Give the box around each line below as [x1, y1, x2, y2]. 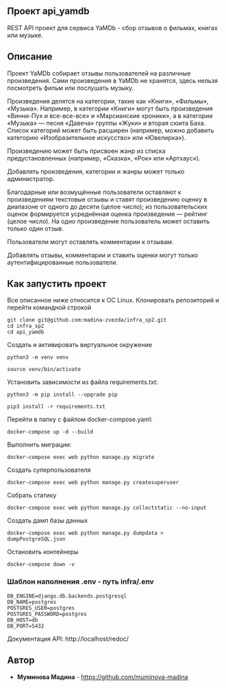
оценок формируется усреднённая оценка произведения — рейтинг [7, 209, 208, 218]
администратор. [7, 174, 55, 182]
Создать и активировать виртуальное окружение [7, 341, 153, 349]
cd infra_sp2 [7, 322, 45, 330]
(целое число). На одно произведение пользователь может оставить [7, 217, 210, 225]
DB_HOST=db [7, 617, 38, 624]
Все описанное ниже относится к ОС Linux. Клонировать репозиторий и [7, 296, 219, 305]
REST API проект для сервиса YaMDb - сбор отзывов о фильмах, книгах [7, 23, 218, 32]
